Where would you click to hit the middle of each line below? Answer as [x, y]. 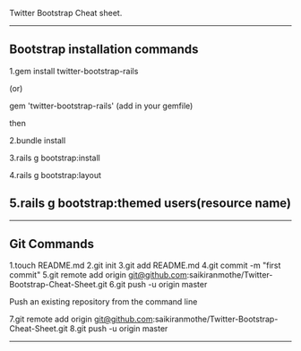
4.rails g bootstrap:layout [55, 175]
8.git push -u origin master [119, 329]
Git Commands [52, 244]
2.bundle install [38, 140]
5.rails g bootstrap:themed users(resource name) [150, 204]
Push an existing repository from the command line [103, 302]
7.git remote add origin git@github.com [81, 319]
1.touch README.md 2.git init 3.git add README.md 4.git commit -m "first [145, 265]
